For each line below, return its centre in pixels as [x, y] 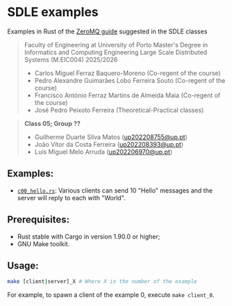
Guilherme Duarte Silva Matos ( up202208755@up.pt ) [111, 137]
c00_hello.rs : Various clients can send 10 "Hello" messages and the [115, 190]
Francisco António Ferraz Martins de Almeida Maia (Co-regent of [127, 95]
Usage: [23, 265]
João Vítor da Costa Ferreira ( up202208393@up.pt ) [109, 144]
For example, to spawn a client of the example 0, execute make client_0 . [111, 295]
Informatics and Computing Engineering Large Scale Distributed [116, 52]
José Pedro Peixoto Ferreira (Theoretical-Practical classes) [119, 110]
